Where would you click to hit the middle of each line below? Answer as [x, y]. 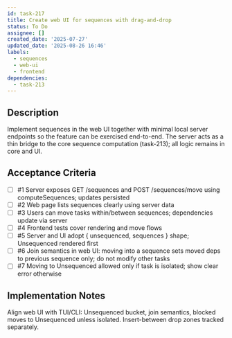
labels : [18, 53]
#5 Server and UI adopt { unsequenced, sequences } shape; [103, 235]
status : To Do [28, 26]
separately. [23, 327]
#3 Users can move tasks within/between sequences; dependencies [115, 213]
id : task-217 [26, 14]
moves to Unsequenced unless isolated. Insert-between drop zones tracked [115, 320]
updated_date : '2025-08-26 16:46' [57, 46]
